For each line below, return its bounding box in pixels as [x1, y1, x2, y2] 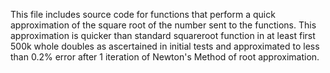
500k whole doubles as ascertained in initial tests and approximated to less [10, 40, 320, 52]
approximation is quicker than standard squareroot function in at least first [10, 30, 316, 41]
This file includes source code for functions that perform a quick [10, 9, 276, 20]
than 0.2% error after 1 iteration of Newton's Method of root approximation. [10, 51, 320, 63]
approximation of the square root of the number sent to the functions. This [10, 19, 317, 31]
